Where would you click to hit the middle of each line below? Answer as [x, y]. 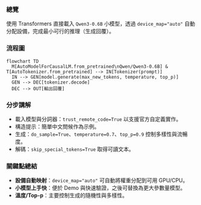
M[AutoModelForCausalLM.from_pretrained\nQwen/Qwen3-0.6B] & [90, 66]
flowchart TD [23, 61]
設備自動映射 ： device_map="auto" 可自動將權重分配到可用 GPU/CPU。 [101, 180]
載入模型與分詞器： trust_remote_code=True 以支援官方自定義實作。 [98, 119]
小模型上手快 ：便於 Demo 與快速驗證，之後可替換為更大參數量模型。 [100, 188]
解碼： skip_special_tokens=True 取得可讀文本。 [74, 149]
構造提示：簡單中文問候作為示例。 [57, 126]
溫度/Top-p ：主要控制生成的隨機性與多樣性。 [71, 195]
